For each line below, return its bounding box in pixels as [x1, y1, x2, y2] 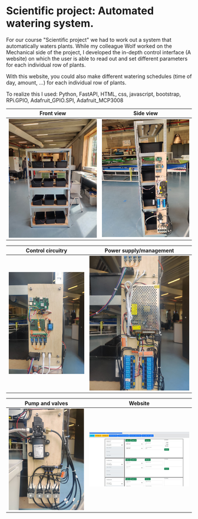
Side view [133, 110, 158, 117]
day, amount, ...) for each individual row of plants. [6, 79, 127, 86]
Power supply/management [104, 247, 174, 254]
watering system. [6, 17, 94, 30]
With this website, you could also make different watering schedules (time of [6, 73, 192, 80]
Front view [39, 110, 67, 117]
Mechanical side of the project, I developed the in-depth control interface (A [6, 48, 192, 56]
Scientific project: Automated [6, 4, 154, 18]
